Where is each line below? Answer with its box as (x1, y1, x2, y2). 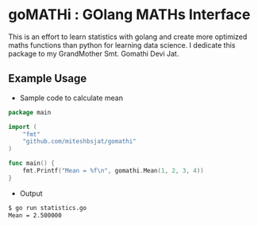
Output (19, 189, 43, 198)
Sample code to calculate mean (19, 93, 123, 103)
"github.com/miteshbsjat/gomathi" (22, 138, 137, 146)
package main (8, 108, 52, 116)
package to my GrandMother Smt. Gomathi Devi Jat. (8, 49, 179, 58)
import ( (8, 123, 37, 131)
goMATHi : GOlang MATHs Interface (8, 6, 251, 24)
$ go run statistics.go (8, 204, 87, 212)
